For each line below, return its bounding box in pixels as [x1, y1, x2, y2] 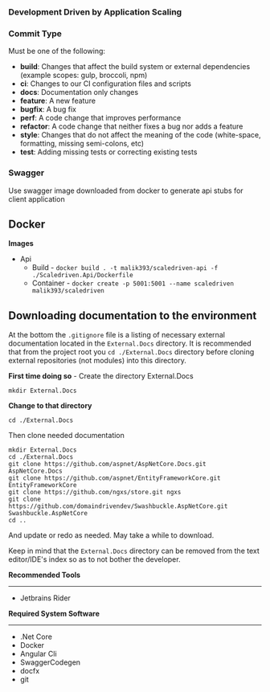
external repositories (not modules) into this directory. [8, 356, 186, 366]
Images [8, 239, 34, 248]
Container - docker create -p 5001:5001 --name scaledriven [31, 278, 235, 288]
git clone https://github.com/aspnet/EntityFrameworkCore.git [8, 474, 221, 482]
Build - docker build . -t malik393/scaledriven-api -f [31, 263, 219, 272]
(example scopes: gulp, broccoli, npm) [19, 71, 148, 80]
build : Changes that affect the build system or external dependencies [19, 62, 251, 72]
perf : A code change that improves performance [19, 113, 182, 123]
